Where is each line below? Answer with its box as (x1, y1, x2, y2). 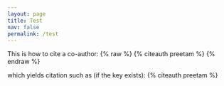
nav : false (7, 23, 40, 31)
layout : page (7, 10, 46, 18)
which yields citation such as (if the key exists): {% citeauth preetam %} (7, 71, 218, 80)
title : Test (7, 17, 43, 24)
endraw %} (7, 58, 41, 66)
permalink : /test (7, 30, 59, 38)
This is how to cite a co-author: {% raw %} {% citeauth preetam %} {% (7, 50, 215, 58)
